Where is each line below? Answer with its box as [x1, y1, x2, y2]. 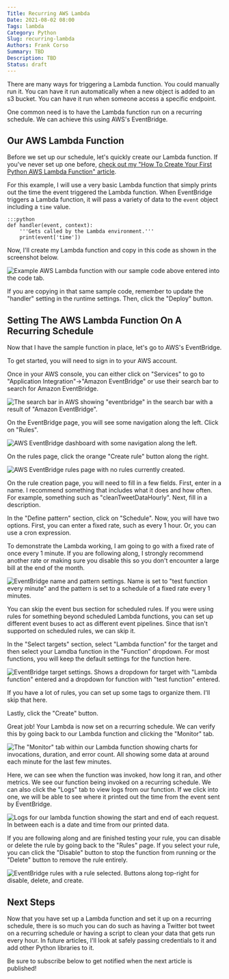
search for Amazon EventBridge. [7, 385, 99, 393]
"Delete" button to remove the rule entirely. [7, 856, 129, 864]
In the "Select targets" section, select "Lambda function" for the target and [7, 640, 218, 648]
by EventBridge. [7, 800, 53, 808]
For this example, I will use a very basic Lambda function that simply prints [7, 181, 217, 189]
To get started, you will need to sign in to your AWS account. [7, 357, 178, 365]
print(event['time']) [19, 234, 81, 241]
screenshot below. [7, 253, 59, 261]
